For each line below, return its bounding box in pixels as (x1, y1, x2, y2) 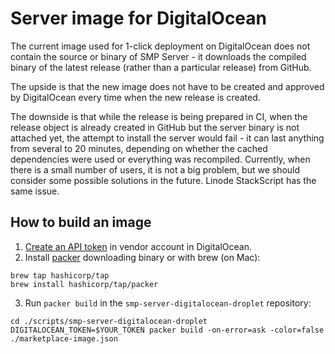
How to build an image (10, 214, 152, 231)
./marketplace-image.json (10, 333, 118, 344)
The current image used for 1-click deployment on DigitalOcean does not (10, 40, 311, 52)
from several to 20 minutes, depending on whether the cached (10, 142, 268, 154)
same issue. (10, 185, 60, 197)
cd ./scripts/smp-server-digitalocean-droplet (10, 316, 208, 326)
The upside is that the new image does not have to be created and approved (10, 80, 325, 92)
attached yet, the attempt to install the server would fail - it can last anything (10, 132, 325, 144)
